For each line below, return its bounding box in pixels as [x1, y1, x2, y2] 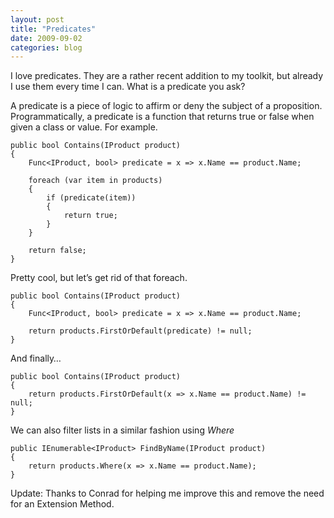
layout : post [10, 14, 65, 25]
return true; [63, 211, 118, 221]
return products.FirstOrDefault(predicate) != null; [28, 326, 253, 336]
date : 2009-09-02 [10, 33, 83, 43]
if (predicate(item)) [46, 193, 137, 203]
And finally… [10, 352, 62, 365]
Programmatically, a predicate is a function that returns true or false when [10, 111, 315, 123]
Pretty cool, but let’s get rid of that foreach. [10, 272, 188, 284]
